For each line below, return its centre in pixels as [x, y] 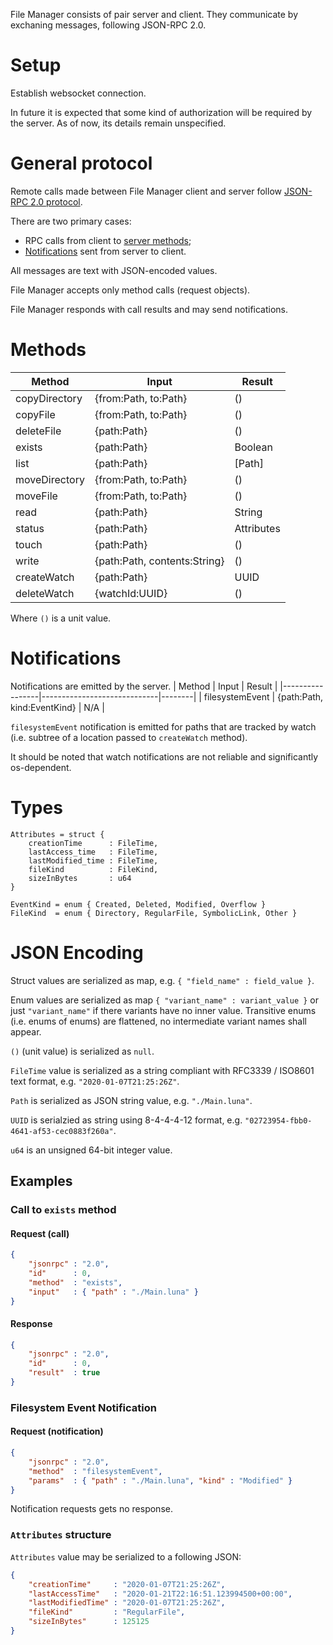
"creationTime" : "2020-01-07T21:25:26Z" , [127, 1584]
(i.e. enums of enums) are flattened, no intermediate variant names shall [158, 1021]
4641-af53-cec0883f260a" [62, 1131]
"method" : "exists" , [75, 1282]
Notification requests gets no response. [91, 1509]
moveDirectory [50, 479]
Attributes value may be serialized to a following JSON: [126, 1556]
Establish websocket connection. [78, 93]
